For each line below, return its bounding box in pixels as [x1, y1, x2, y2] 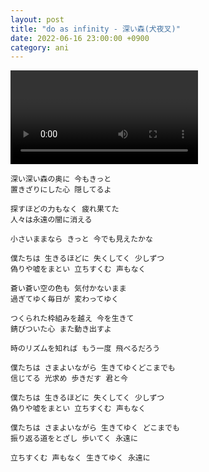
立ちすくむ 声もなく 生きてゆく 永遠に [10, 453, 151, 463]
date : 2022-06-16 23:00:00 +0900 [10, 33, 150, 43]
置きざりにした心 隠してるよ [10, 185, 112, 195]
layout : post [10, 14, 65, 25]
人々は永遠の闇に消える [10, 215, 93, 225]
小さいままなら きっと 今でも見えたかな [10, 234, 153, 245]
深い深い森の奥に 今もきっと [10, 174, 112, 185]
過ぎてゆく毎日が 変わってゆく [10, 294, 120, 305]
